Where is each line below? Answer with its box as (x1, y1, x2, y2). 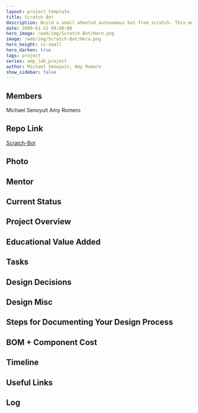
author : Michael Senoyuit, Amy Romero (6, 63, 101, 70)
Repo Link (6, 123, 43, 134)
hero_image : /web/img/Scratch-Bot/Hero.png (6, 31, 115, 37)
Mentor (6, 177, 34, 187)
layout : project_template (6, 8, 70, 15)
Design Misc (6, 297, 53, 307)
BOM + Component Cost (6, 337, 97, 347)
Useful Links (6, 378, 53, 388)
